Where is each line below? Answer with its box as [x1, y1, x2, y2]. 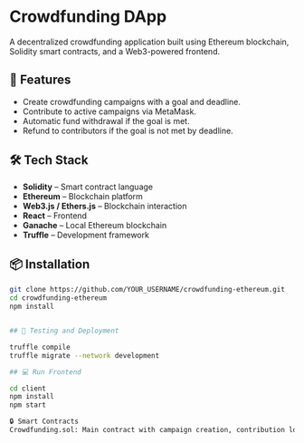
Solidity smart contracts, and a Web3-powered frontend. [9, 45, 220, 56]
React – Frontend [22, 210, 88, 221]
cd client [9, 383, 47, 393]
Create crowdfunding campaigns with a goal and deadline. [22, 96, 242, 107]
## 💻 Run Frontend [9, 367, 81, 377]
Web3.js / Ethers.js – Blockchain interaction [22, 200, 187, 211]
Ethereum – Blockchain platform [22, 190, 143, 201]
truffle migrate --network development [9, 351, 160, 360]
